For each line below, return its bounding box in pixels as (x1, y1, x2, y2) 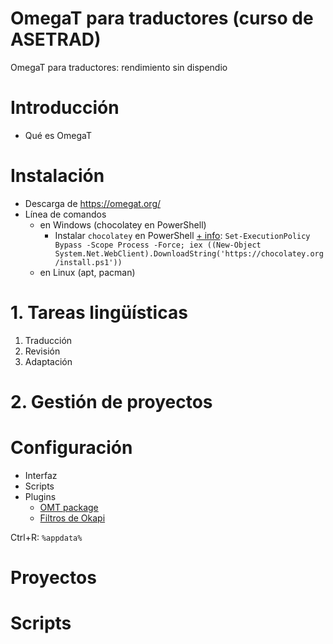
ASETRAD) (10, 28, 102, 51)
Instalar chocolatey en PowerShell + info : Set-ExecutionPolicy (54, 229, 311, 241)
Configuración (10, 437, 133, 459)
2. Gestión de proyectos (10, 390, 213, 413)
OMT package (39, 501, 99, 513)
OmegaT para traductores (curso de (10, 7, 314, 30)
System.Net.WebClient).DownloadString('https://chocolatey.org (54, 248, 324, 259)
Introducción (10, 97, 120, 119)
